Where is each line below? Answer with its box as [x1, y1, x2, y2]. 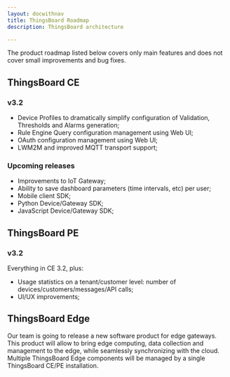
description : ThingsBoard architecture [7, 23, 124, 30]
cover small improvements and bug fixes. [7, 56, 126, 65]
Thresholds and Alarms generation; [17, 121, 120, 130]
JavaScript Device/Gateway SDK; [17, 206, 114, 215]
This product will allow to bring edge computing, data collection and [7, 338, 204, 348]
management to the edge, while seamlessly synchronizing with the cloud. [7, 346, 219, 355]
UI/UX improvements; [17, 293, 80, 301]
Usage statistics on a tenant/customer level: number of [17, 278, 177, 286]
